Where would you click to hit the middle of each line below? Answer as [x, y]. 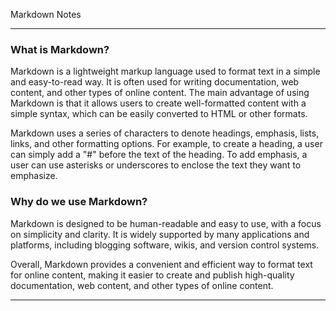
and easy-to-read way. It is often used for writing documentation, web [155, 82]
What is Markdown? [60, 49]
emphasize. [34, 176]
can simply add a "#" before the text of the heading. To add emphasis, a [159, 155]
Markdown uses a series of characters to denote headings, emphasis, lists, [165, 133]
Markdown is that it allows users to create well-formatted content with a [158, 103]
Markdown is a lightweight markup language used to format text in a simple [165, 71]
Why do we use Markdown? [79, 202]
